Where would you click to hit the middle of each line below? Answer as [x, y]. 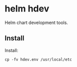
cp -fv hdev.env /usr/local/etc [38, 59]
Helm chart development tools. [36, 22]
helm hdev [27, 9]
